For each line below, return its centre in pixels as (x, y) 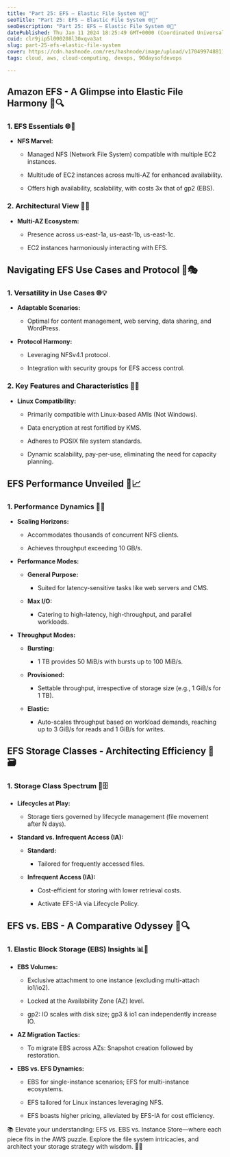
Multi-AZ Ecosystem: (48, 221)
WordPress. (43, 328)
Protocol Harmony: (44, 342)
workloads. (53, 622)
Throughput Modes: (46, 635)
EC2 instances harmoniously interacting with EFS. (97, 247)
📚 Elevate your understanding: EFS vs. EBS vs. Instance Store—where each (114, 1129)
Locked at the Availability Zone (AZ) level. (86, 1001)
